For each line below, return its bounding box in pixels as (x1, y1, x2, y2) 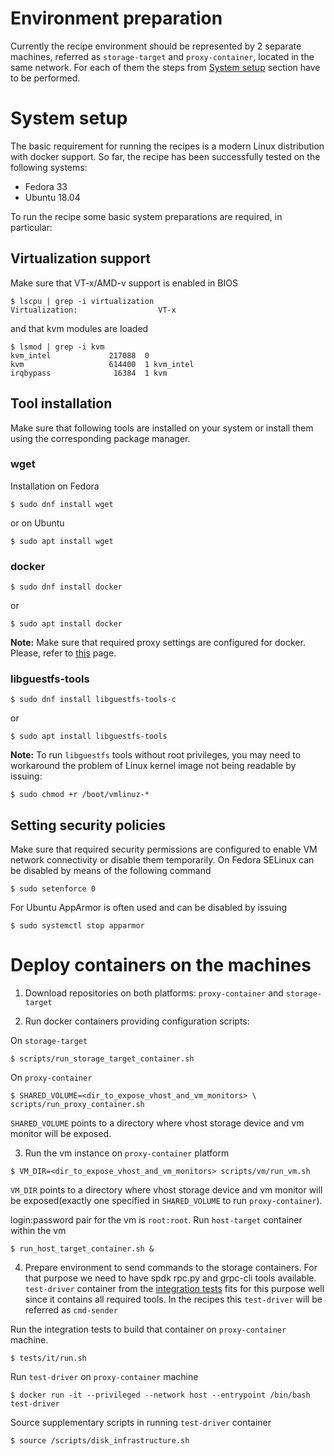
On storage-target (10, 1035, 88, 1047)
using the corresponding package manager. (10, 432, 191, 444)
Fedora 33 (24, 180, 68, 192)
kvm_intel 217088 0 (10, 350, 150, 361)
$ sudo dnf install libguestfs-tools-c (10, 695, 177, 705)
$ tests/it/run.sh (10, 1353, 87, 1364)
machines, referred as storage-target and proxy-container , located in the (10, 50, 315, 62)
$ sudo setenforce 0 (10, 884, 97, 894)
